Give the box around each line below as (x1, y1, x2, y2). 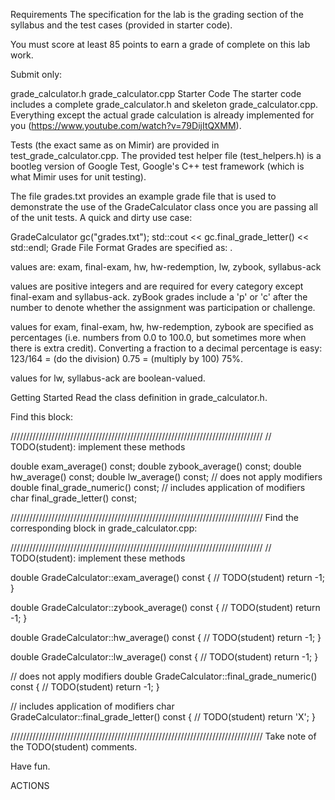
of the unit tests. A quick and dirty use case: (10, 212, 193, 223)
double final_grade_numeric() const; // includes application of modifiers (10, 482, 306, 493)
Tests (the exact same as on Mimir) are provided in (10, 139, 220, 151)
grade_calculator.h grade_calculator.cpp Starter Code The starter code (10, 88, 302, 99)
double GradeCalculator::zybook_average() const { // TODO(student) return (10, 602, 321, 613)
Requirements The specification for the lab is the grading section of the (10, 9, 304, 20)
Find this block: (10, 411, 74, 423)
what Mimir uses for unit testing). (10, 171, 147, 183)
